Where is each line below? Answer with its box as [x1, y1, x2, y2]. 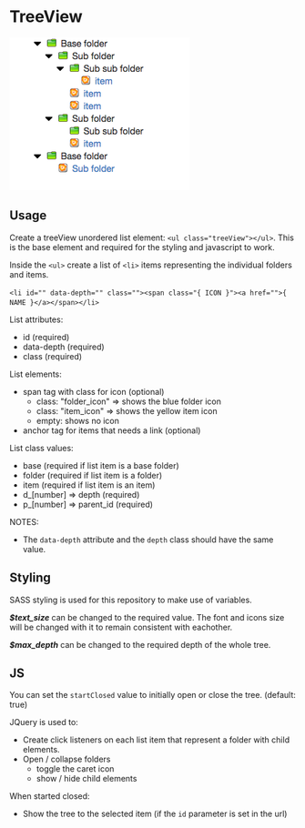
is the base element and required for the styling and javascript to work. [9, 241, 275, 252]
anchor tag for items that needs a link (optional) [22, 425, 201, 436]
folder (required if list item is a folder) [22, 470, 163, 480]
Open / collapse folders [22, 753, 111, 765]
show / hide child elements [36, 773, 137, 784]
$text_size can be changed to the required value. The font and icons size [9, 611, 285, 622]
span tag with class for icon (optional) [22, 386, 165, 397]
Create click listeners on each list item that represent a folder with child [22, 734, 290, 745]
